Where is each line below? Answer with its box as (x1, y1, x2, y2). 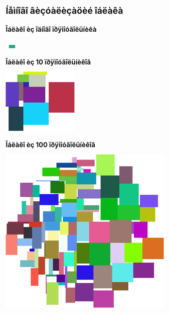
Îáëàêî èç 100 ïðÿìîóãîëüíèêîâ (6, 141, 96, 149)
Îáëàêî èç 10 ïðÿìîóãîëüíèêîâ (6, 58, 91, 66)
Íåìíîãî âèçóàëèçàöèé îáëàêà (6, 5, 123, 17)
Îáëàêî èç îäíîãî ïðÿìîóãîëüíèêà (6, 25, 97, 34)
